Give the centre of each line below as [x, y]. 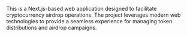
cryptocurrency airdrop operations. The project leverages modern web [93, 15]
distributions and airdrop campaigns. [52, 27]
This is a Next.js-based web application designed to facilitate [82, 9]
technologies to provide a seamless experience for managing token [89, 21]
